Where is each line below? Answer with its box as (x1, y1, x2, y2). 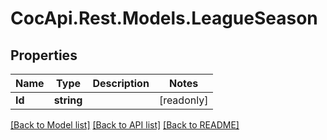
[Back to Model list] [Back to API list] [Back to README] (10, 119, 240, 131)
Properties (10, 47, 78, 64)
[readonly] (158, 93, 209, 107)
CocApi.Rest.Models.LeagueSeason (10, 7, 318, 30)
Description (92, 77, 150, 90)
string (53, 93, 83, 107)
